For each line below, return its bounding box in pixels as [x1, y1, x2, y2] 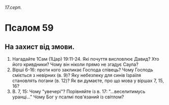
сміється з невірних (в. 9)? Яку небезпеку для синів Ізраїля [12, 72, 141, 78]
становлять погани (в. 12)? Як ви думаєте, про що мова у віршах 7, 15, [12, 77, 164, 84]
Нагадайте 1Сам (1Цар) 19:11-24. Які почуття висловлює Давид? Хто [12, 56, 159, 62]
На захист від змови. [5, 42, 75, 51]
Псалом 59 [5, 22, 54, 34]
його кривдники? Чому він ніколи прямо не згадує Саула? [12, 61, 138, 67]
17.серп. [5, 5, 22, 10]
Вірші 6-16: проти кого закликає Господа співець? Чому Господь [12, 67, 153, 73]
